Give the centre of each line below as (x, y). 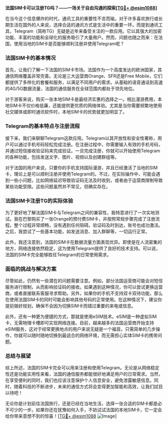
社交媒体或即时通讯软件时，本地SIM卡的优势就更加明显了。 (66, 112)
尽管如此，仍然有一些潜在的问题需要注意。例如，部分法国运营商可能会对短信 (84, 281)
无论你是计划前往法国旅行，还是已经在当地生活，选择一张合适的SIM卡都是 (81, 403)
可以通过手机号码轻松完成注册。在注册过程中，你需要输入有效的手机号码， (86, 144)
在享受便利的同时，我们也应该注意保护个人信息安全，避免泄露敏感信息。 (79, 380)
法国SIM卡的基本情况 (30, 58)
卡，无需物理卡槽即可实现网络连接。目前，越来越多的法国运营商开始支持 (79, 323)
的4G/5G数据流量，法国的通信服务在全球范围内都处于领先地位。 (71, 89)
